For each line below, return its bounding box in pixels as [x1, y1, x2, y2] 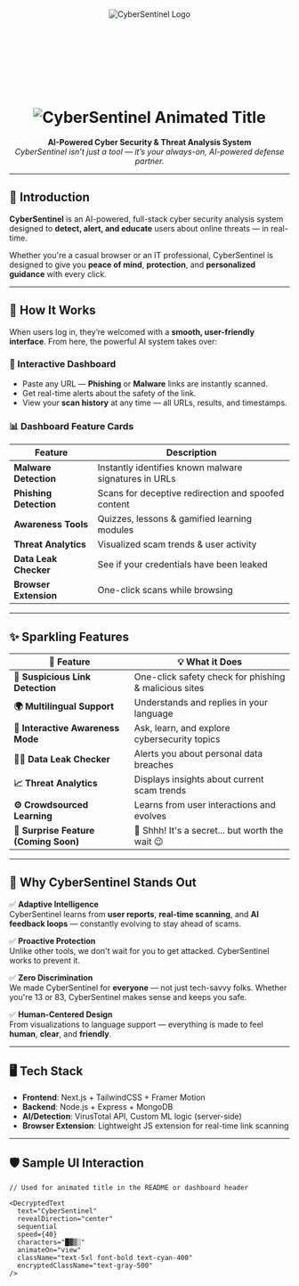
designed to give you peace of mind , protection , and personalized [9, 259, 256, 270]
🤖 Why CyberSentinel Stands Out [9, 875, 198, 891]
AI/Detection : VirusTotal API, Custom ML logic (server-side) [21, 1111, 242, 1121]
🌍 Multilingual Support [13, 700, 114, 712]
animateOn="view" [17, 1246, 82, 1255]
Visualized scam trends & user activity [97, 538, 257, 550]
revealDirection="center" [17, 1215, 114, 1224]
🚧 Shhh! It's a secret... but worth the [133, 824, 284, 836]
